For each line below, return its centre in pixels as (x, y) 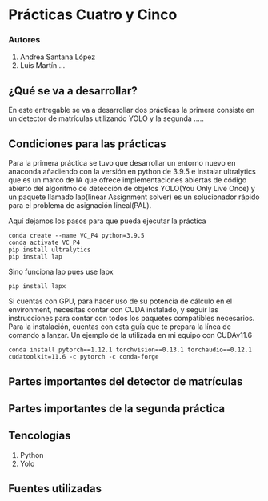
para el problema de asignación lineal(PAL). (80, 206)
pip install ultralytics (50, 250)
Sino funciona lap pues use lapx (61, 272)
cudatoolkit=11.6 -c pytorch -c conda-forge (84, 357)
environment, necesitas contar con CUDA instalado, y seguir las (113, 310)
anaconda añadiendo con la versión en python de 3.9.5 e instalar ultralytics (132, 172)
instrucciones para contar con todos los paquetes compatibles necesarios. (132, 319)
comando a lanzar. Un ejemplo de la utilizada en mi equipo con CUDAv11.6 (130, 335)
